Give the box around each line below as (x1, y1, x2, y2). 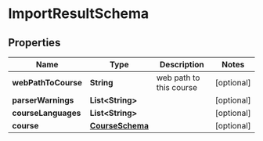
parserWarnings (12, 95, 74, 106)
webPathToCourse (12, 78, 83, 88)
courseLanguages (12, 107, 81, 118)
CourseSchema (89, 121, 149, 131)
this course (156, 82, 198, 92)
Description (159, 60, 205, 70)
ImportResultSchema (8, 5, 150, 23)
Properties (8, 36, 61, 49)
